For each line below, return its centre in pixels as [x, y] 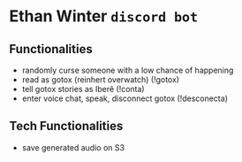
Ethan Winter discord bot [104, 16]
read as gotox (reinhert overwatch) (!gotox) [100, 80]
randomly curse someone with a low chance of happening [128, 70]
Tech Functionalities [66, 126]
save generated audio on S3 [73, 147]
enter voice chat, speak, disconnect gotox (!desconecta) [125, 98]
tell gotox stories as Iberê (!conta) [83, 89]
